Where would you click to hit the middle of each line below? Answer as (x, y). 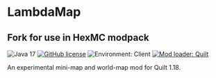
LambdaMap (44, 12)
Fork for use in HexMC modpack (78, 38)
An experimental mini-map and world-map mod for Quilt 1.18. (94, 67)
